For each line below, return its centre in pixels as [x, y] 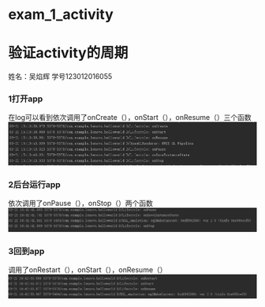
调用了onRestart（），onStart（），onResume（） [88, 270]
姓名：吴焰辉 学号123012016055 [60, 77]
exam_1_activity [61, 15]
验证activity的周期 [68, 53]
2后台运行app [34, 185]
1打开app [26, 99]
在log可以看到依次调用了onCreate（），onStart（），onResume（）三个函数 [130, 118]
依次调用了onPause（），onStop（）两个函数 [81, 204]
